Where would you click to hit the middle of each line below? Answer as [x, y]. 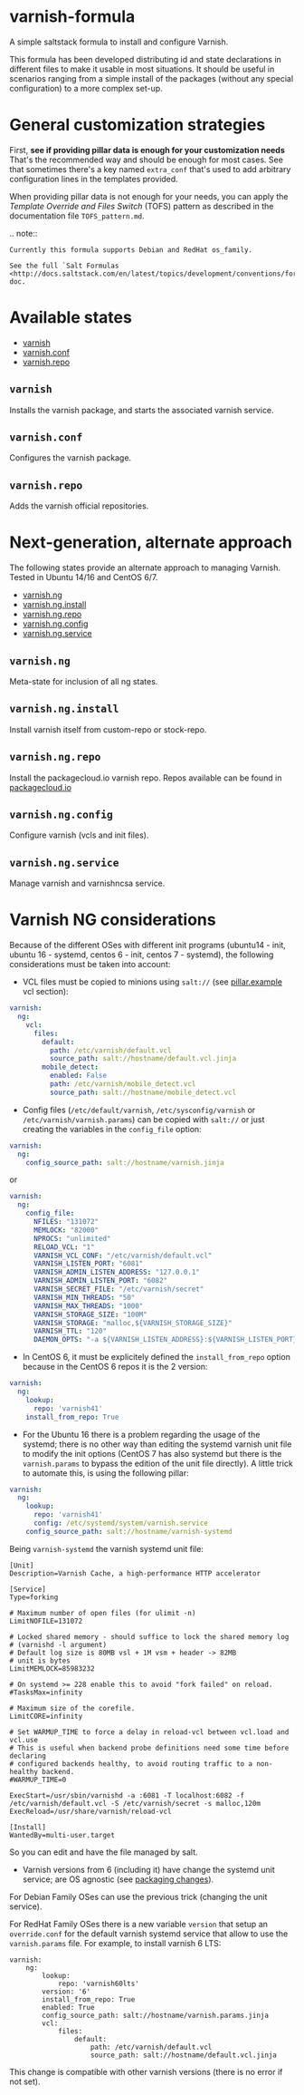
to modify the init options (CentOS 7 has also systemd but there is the [152, 1453]
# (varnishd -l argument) [58, 1644]
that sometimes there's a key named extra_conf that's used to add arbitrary [150, 169]
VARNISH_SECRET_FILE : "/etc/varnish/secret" [119, 1289]
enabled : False [78, 1076]
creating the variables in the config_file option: [112, 1129]
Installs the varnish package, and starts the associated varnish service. [142, 410]
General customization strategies [138, 125]
